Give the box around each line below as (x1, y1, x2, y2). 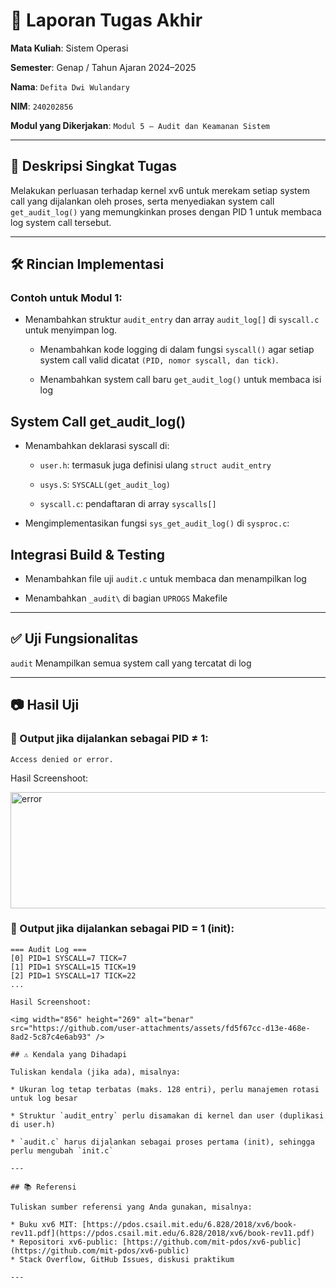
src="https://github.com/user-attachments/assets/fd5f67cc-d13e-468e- (10, 1023, 311, 1033)
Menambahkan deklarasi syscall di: (24, 440, 170, 452)
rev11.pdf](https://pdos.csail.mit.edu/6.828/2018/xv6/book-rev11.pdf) (10, 1228, 315, 1238)
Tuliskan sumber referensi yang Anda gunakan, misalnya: (10, 1202, 253, 1212)
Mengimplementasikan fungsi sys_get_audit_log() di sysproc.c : (24, 517, 290, 529)
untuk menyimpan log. (24, 324, 118, 336)
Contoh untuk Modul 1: (10, 291, 123, 305)
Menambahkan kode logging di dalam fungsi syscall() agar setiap (39, 344, 315, 356)
